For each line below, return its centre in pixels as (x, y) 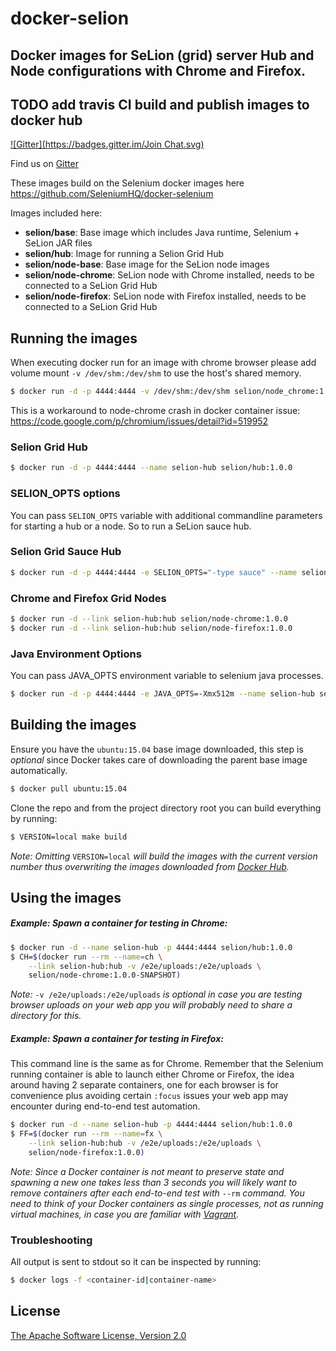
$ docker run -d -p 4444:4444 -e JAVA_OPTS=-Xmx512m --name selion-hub (162, 694)
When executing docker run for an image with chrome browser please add (163, 363)
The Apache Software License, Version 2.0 (98, 1335)
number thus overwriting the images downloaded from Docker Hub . (150, 866)
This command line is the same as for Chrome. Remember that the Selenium (167, 1064)
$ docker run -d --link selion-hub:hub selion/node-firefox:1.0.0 (151, 628)
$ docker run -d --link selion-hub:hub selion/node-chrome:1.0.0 (149, 619)
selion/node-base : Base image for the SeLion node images (147, 264)
